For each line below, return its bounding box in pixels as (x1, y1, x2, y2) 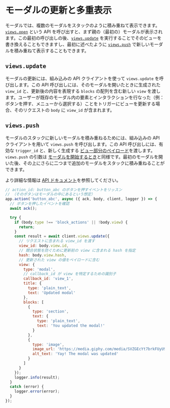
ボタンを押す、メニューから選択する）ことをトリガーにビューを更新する (5, 101, 156, 107)
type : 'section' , (32, 309, 69, 314)
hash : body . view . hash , (18, 252, 67, 258)
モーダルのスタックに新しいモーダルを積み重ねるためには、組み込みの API (5, 134, 160, 141)
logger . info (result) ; (14, 375, 60, 380)
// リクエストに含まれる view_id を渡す (18, 239, 95, 244)
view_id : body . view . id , (18, 243, 69, 248)
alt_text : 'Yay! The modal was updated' (32, 351, 119, 356)
